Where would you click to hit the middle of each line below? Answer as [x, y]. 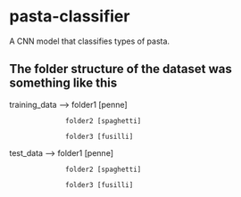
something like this [63, 83]
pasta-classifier [70, 16]
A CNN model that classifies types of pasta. [90, 41]
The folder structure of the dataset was [120, 69]
